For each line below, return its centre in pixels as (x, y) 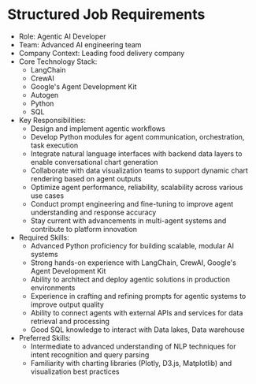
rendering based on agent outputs (86, 178)
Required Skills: (44, 237)
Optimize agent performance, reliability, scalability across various (137, 187)
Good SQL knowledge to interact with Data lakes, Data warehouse (137, 330)
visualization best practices (75, 371)
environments (53, 287)
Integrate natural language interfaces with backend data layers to (136, 153)
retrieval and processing (70, 321)
